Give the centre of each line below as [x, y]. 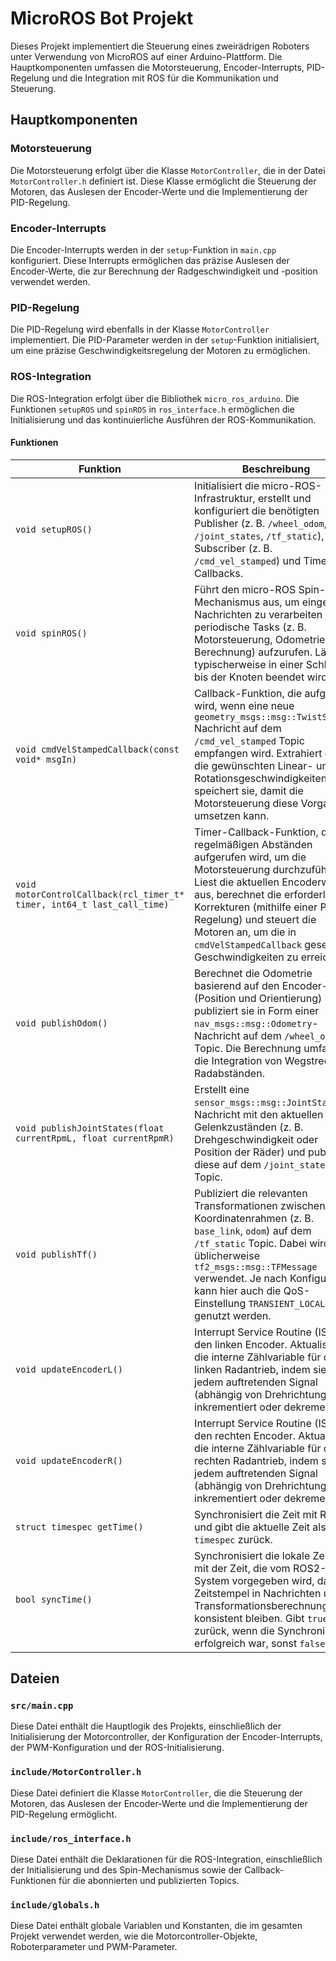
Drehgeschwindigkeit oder [256, 1139]
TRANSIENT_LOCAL [287, 1303]
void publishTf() [56, 1254]
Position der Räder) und [250, 1152]
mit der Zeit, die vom [242, 1568]
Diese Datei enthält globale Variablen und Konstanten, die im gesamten [156, 1926]
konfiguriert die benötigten [257, 510]
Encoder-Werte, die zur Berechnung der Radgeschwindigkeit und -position [164, 271]
